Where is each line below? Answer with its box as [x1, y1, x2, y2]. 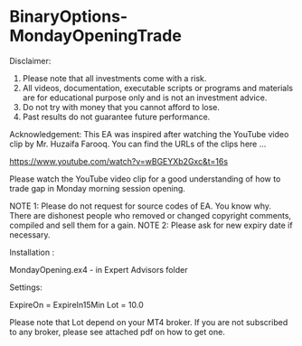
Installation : [9, 247, 55, 257]
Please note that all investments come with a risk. [22, 72, 207, 83]
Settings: [9, 282, 42, 293]
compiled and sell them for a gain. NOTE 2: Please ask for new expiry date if [9, 220, 293, 230]
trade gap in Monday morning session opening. [9, 182, 185, 193]
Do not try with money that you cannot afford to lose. [22, 101, 220, 112]
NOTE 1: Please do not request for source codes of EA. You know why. [9, 201, 272, 211]
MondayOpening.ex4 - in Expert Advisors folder [9, 264, 188, 275]
